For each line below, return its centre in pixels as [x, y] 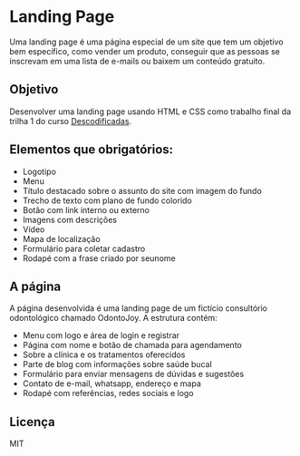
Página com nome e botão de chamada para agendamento [132, 345]
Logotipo [39, 171]
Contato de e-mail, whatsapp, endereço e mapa [112, 383]
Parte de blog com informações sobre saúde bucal [117, 364]
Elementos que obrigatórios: [92, 150]
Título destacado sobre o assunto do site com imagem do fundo [142, 190]
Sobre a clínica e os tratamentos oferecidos [104, 354]
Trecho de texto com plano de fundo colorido [107, 200]
